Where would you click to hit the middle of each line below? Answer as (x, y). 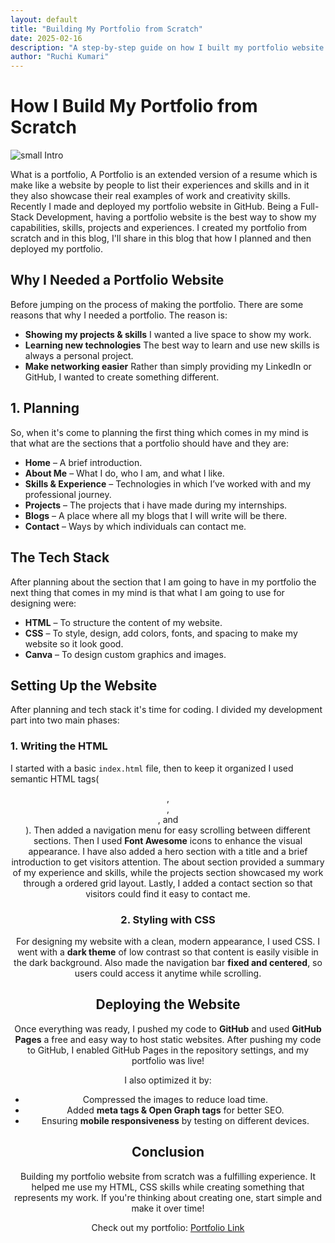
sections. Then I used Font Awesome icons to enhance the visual (168, 840)
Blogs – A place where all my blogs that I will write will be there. (156, 515)
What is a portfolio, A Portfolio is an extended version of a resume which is (164, 175)
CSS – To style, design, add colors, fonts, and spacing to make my (161, 633)
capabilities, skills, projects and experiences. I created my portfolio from (159, 228)
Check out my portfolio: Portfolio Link (168, 1227)
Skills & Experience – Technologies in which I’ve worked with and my (168, 483)
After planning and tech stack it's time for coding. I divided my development (166, 710)
